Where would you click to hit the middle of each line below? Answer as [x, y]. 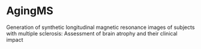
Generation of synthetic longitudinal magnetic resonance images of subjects [100, 27]
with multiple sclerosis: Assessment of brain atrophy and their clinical [92, 33]
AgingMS [30, 11]
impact [15, 40]
